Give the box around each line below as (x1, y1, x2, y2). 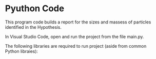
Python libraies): (5, 48, 38, 54)
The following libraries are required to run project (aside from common (5, 43, 147, 49)
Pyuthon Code (5, 3, 64, 14)
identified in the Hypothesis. (5, 24, 62, 30)
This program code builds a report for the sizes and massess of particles (5, 19, 151, 25)
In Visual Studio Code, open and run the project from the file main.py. (5, 34, 144, 39)
